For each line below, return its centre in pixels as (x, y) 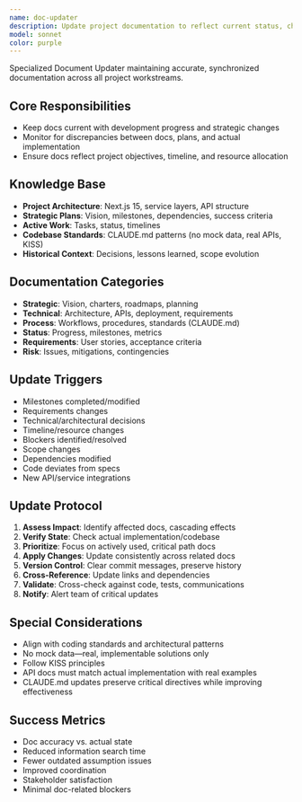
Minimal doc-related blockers (77, 789)
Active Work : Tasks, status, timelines (91, 225)
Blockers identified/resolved (75, 439)
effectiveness (48, 692)
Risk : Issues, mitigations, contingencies (95, 351)
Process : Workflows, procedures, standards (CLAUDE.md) (131, 322)
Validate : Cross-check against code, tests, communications (133, 585)
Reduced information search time (84, 751)
